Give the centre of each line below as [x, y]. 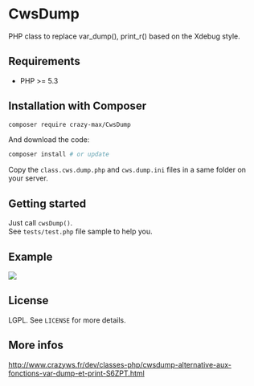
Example [31, 256]
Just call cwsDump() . [41, 223]
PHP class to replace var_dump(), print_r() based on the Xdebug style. [124, 36]
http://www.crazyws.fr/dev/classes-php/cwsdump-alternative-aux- [120, 364]
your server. [28, 178]
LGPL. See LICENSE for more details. [67, 320]
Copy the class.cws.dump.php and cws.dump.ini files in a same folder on [127, 170]
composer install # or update [59, 154]
